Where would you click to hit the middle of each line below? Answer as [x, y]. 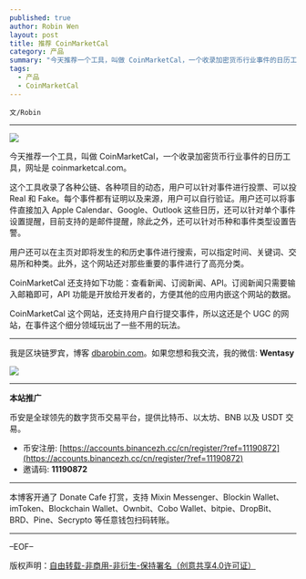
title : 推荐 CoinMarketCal [59, 43]
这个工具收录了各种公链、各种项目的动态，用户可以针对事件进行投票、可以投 [153, 187]
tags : [20, 69]
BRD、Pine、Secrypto [51, 520]
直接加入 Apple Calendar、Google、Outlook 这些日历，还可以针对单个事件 [156, 210]
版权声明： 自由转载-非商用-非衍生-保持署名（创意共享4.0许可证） [133, 565]
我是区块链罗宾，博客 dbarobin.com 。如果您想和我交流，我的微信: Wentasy [152, 353]
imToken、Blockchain [50, 508]
